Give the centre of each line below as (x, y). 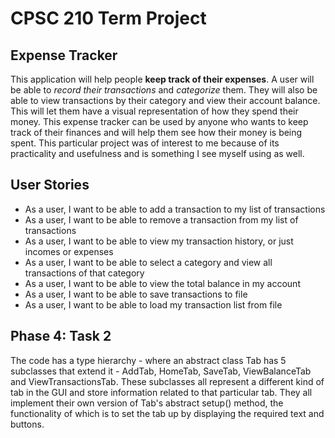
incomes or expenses (69, 251)
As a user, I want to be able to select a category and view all (148, 262)
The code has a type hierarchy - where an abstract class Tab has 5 (148, 360)
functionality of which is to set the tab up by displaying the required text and (167, 413)
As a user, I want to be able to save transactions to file (136, 294)
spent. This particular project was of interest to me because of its (145, 143)
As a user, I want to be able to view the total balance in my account (162, 283)
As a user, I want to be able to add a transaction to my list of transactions (175, 209)
